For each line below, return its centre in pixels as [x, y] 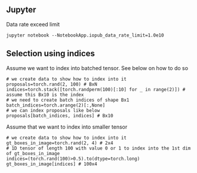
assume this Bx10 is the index [45, 95]
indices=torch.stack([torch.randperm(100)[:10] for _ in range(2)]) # [96, 89]
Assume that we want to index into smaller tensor [67, 127]
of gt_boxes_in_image [33, 153]
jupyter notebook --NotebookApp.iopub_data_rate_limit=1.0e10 [85, 35]
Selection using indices [51, 54]
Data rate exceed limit [33, 24]
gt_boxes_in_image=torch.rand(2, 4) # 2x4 [60, 143]
